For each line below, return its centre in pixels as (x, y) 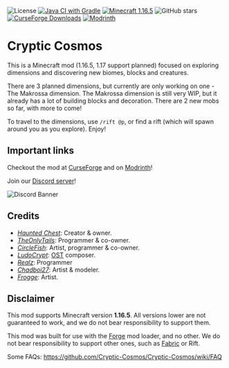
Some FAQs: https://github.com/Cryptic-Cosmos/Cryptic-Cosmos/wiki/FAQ (115, 357)
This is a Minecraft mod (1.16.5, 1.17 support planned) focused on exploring (113, 65)
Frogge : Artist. (38, 277)
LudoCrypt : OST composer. (56, 255)
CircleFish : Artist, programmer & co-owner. (79, 247)
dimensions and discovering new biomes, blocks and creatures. (98, 72)
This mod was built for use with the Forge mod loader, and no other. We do (114, 336)
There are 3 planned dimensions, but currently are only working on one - (111, 86)
